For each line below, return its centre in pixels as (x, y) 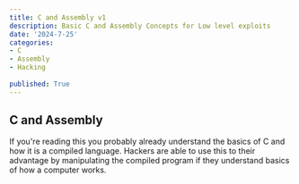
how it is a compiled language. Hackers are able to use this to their (132, 151)
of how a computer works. (58, 170)
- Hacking (28, 68)
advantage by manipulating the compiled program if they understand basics (149, 161)
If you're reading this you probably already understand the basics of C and (147, 142)
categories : (31, 42)
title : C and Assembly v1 (57, 17)
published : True (40, 84)
